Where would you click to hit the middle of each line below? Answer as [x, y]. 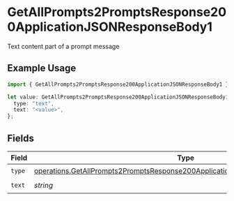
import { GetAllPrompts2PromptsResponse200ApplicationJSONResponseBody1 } [118, 84]
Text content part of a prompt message [63, 46]
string [44, 186]
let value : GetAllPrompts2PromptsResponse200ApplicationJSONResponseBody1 [118, 97]
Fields [21, 138]
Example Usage [42, 68]
